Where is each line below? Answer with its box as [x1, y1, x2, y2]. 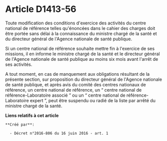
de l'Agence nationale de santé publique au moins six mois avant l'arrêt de [5, 56, 158, 62]
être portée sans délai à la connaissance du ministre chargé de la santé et [5, 30, 157, 36]
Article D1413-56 [5, 3, 76, 15]
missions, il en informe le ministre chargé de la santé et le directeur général [5, 51, 160, 57]
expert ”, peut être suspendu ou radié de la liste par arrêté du [29, 97, 156, 103]
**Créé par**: [5, 122, 35, 127]
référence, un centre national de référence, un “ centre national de [5, 87, 142, 93]
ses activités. [5, 61, 32, 67]
